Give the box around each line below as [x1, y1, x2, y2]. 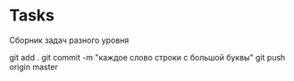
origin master [9, 61, 58, 72]
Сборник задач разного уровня [9, 35, 130, 45]
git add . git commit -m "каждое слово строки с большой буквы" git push [9, 52, 286, 62]
